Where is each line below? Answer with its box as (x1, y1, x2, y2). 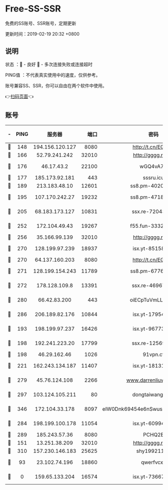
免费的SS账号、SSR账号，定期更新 (5, 20, 76, 26)
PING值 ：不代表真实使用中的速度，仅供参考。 (5, 72, 100, 78)
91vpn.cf (142, 351, 164, 358)
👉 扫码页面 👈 (5, 93, 34, 99)
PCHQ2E (143, 431, 164, 438)
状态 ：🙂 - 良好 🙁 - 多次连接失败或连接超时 (5, 61, 92, 67)
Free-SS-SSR (5, 3, 61, 15)
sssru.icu (142, 174, 164, 181)
